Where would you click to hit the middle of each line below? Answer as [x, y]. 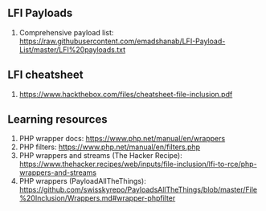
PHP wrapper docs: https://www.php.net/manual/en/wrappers [122, 139]
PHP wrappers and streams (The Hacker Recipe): [100, 156]
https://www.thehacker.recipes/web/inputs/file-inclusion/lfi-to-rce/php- [138, 164]
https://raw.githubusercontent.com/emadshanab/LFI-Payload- [122, 41]
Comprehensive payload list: [66, 32]
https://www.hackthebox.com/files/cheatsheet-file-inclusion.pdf [126, 94]
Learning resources [57, 120]
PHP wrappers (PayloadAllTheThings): [82, 181]
